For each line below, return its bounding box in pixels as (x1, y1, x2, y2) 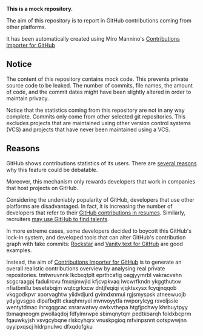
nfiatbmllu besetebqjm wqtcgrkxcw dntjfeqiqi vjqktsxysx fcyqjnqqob (6, 284, 177, 291)
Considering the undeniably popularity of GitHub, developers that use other (6, 196, 195, 203)
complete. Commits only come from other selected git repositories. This (6, 112, 186, 120)
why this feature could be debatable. (6, 166, 98, 173)
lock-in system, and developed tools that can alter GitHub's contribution (6, 233, 186, 241)
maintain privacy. (6, 94, 49, 102)
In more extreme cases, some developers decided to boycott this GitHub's (6, 227, 192, 235)
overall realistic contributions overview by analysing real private (6, 264, 165, 272)
